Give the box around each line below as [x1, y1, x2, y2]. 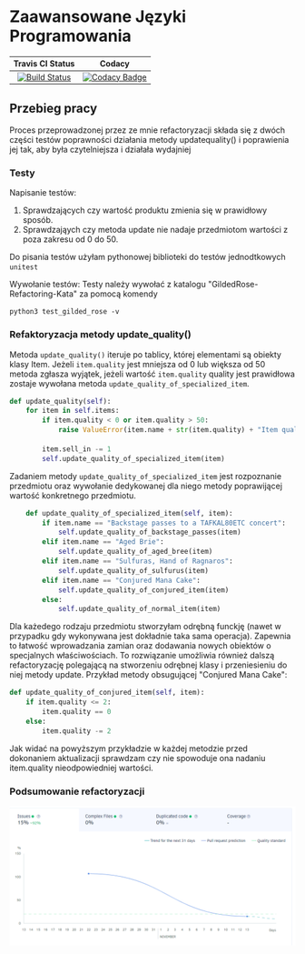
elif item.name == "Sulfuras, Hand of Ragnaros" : [42, 557, 233, 566]
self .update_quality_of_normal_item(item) [57, 605, 221, 614]
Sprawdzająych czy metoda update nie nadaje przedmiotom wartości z [22, 225, 289, 236]
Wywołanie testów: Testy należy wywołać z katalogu [9, 279, 206, 290]
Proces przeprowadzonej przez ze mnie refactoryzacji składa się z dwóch [9, 125, 286, 136]
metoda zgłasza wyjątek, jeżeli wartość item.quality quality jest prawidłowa [9, 368, 295, 379]
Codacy [99, 58, 130, 69]
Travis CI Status [13, 58, 75, 69]
